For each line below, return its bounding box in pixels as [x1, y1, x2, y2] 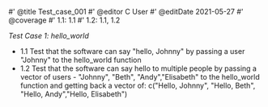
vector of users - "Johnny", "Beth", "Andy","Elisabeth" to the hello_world [19, 72, 261, 81]
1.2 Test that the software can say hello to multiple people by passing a [19, 64, 257, 73]
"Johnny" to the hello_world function [19, 56, 142, 64]
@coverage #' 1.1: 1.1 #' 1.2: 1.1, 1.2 [8, 15, 121, 25]
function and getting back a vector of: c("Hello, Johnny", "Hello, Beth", [19, 80, 256, 90]
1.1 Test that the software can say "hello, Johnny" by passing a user [19, 47, 245, 56]
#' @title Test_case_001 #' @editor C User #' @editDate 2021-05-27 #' [8, 7, 244, 16]
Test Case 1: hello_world [8, 31, 89, 40]
